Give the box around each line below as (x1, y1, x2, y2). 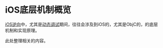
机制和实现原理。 (5, 27, 40, 33)
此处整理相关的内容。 (5, 37, 48, 44)
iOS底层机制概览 (5, 4, 71, 16)
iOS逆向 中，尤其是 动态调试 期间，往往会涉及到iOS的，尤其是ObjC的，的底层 (5, 21, 158, 27)
